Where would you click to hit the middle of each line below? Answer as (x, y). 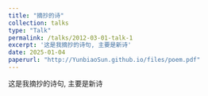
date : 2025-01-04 (37, 52)
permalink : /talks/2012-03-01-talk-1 (71, 38)
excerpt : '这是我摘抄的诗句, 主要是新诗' (70, 45)
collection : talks (39, 23)
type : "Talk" (30, 30)
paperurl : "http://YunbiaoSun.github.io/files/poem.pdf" (104, 60)
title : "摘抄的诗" (37, 15)
